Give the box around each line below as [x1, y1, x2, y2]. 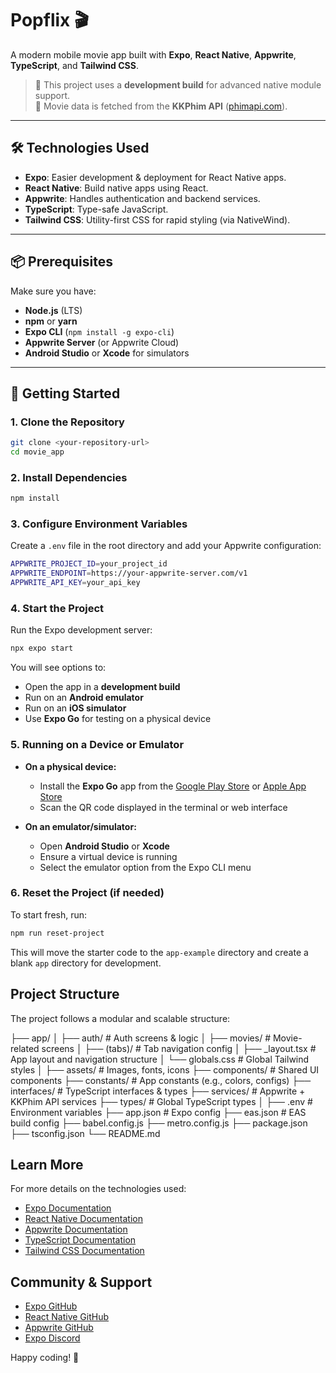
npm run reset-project [10, 928, 105, 938]
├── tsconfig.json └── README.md [10, 1127, 161, 1139]
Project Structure [10, 986, 120, 1003]
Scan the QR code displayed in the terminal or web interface [39, 801, 288, 813]
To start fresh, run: [10, 908, 88, 921]
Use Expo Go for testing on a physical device [24, 713, 212, 725]
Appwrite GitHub [24, 1322, 94, 1334]
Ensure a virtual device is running [39, 850, 178, 862]
